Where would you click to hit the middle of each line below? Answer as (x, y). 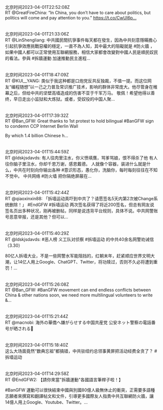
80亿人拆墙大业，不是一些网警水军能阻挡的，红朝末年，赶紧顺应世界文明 (78, 256)
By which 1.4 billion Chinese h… (37, 136)
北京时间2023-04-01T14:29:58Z (37, 373)
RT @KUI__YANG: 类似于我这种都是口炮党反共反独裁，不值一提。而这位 (76, 81)
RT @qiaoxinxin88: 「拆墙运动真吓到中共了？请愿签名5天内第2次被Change (79, 198)
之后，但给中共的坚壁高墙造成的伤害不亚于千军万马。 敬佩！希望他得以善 (82, 93)
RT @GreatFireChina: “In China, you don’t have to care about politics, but (78, 13)
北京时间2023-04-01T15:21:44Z (37, 316)
